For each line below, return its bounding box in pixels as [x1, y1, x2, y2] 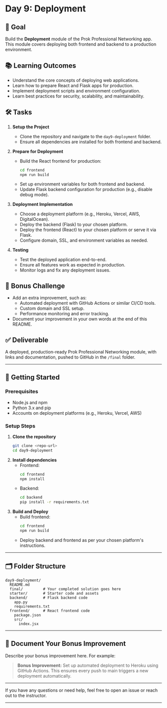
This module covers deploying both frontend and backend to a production [5, 41, 157, 47]
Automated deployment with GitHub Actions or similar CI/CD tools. [19, 300, 156, 306]
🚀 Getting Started [5, 373, 60, 382]
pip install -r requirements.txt [19, 500, 89, 505]
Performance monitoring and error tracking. [19, 311, 109, 317]
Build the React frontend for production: [19, 158, 101, 164]
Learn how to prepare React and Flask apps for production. [12, 83, 134, 88]
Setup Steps [5, 422, 36, 429]
